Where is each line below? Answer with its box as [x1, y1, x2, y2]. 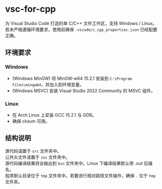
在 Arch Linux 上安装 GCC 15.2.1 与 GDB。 [12, 112, 97, 118]
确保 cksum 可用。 [12, 118, 50, 124]
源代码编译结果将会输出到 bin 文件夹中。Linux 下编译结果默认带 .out [5, 160, 143, 166]
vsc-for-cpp [5, 3, 56, 15]
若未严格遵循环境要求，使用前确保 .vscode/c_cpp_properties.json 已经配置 [5, 26, 158, 32]
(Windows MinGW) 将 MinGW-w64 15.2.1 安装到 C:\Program [12, 75, 132, 81]
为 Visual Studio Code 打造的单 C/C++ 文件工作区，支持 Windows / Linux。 [5, 20, 157, 26]
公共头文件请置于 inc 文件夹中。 [5, 154, 70, 160]
